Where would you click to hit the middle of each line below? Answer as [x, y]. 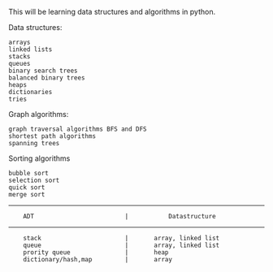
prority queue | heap [96, 253]
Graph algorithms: [39, 114]
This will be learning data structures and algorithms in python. [112, 12]
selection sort [34, 180]
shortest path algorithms [52, 136]
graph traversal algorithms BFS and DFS [78, 129]
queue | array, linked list [121, 245]
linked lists [30, 50]
